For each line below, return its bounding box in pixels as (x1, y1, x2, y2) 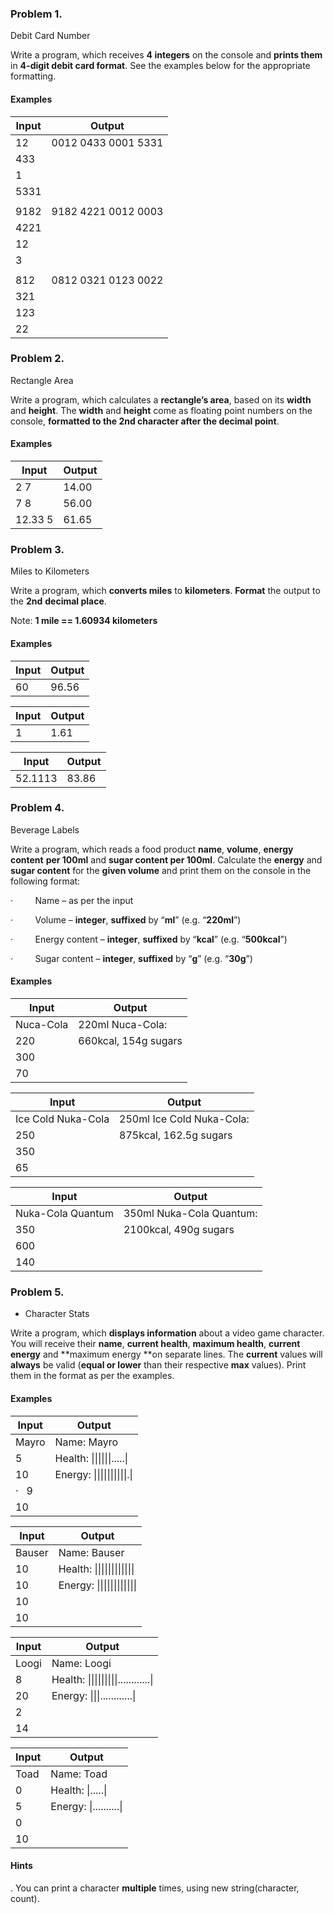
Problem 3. (10, 542, 65, 556)
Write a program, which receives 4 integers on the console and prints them (10, 49, 323, 61)
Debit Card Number (10, 30, 91, 42)
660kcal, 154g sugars (78, 1034, 183, 1047)
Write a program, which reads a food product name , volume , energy (10, 843, 294, 855)
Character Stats (24, 1308, 90, 1320)
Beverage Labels (10, 823, 80, 836)
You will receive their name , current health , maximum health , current (10, 1338, 301, 1350)
